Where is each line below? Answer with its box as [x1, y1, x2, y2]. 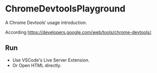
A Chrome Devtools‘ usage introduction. [5, 19, 87, 25]
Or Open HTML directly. [12, 62, 61, 68]
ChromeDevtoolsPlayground [5, 3, 126, 14]
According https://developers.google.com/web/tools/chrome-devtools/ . [5, 29, 153, 35]
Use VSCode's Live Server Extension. [12, 57, 90, 63]
